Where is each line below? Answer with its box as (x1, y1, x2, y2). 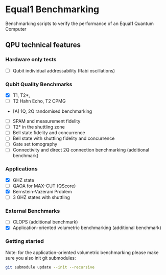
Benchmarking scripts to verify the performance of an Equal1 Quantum (5, 20, 154, 27)
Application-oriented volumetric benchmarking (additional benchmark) (12, 224, 162, 231)
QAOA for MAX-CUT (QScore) (12, 183, 76, 189)
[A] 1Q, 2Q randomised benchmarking (12, 108, 92, 114)
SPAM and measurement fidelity (12, 118, 81, 124)
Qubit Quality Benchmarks (5, 81, 73, 88)
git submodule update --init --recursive (5, 264, 95, 270)
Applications (5, 165, 38, 172)
